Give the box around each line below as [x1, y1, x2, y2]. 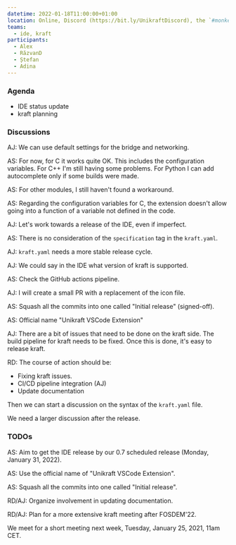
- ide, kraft [13, 30, 52, 37]
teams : [7, 23, 27, 30]
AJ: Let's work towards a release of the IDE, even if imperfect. [7, 220, 187, 229]
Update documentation [17, 387, 84, 396]
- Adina [13, 63, 37, 70]
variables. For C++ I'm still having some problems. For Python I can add [7, 164, 214, 173]
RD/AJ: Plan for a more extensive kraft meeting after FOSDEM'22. [7, 510, 197, 518]
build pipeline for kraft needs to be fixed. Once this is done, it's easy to [7, 337, 212, 345]
